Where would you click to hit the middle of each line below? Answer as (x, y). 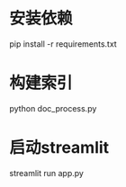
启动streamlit (59, 148)
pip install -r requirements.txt (63, 44)
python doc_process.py (53, 108)
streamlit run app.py (46, 173)
